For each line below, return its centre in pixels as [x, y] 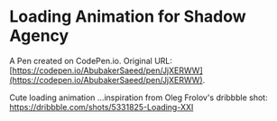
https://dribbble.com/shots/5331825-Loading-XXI [102, 107]
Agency [39, 36]
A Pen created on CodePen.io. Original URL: [91, 60]
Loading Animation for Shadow [128, 17]
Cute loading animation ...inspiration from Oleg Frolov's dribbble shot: [138, 98]
